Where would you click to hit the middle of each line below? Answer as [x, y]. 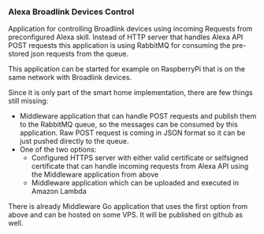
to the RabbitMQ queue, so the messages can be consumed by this [128, 125]
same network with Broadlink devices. [70, 78]
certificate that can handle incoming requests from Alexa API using [140, 166]
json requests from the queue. [79, 54]
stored [19, 54]
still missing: [28, 101]
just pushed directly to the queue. [74, 141]
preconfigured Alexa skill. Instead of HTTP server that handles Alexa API [126, 37]
